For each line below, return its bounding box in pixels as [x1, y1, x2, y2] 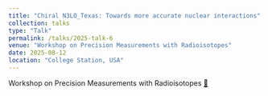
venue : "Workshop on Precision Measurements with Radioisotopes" [8, 42, 232, 50]
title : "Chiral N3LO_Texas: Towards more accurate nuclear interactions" [8, 11, 262, 20]
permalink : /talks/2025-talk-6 [8, 34, 113, 42]
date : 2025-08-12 [8, 49, 67, 57]
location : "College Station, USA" [8, 57, 125, 65]
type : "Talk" [8, 26, 52, 34]
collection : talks [8, 19, 70, 27]
